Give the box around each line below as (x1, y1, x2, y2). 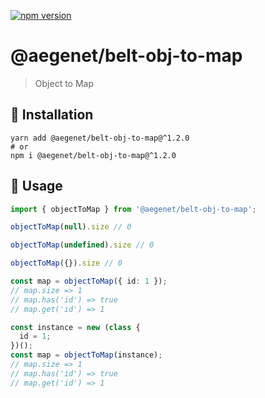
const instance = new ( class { (10, 322, 141, 332)
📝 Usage (10, 178, 63, 195)
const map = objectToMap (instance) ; (10, 350, 163, 360)
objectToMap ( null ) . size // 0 (10, 222, 132, 232)
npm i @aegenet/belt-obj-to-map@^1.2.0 (10, 150, 177, 160)
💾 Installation (10, 106, 94, 124)
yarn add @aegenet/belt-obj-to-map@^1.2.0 (10, 133, 190, 143)
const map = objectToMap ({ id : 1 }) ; (10, 276, 168, 287)
